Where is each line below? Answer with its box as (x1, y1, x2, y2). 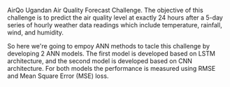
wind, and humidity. (7, 28, 64, 36)
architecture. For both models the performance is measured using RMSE (7, 65, 216, 72)
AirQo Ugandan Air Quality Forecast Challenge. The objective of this (7, 6, 204, 14)
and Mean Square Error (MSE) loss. (7, 72, 109, 80)
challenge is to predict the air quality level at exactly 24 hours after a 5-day (7, 13, 224, 22)
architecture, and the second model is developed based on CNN (7, 57, 192, 65)
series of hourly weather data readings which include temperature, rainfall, (7, 21, 222, 29)
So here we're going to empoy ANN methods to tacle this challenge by (7, 42, 210, 50)
